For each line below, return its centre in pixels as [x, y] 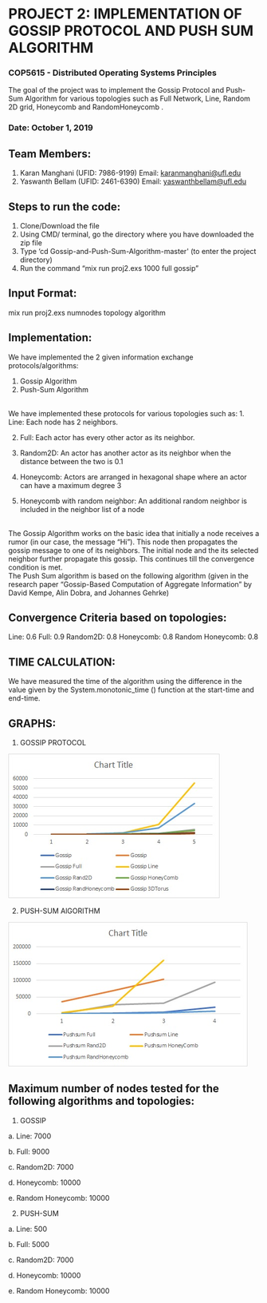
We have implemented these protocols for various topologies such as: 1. [126, 413]
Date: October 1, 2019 [51, 128]
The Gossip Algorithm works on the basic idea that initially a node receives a [134, 533]
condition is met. [35, 567]
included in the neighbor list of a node [82, 509]
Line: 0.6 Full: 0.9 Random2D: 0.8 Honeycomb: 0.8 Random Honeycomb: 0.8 [133, 637]
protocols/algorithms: [43, 365]
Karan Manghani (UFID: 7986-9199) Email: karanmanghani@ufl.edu [130, 173]
